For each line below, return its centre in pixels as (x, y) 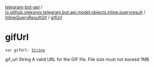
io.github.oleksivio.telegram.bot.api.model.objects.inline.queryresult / (75, 12)
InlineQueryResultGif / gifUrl (34, 17)
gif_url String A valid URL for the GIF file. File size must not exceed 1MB (77, 59)
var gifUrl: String (25, 50)
